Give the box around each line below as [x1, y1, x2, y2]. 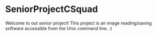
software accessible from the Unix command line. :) [5, 25, 112, 31]
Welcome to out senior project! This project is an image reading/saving [5, 20, 152, 26]
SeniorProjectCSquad [5, 3, 98, 15]
